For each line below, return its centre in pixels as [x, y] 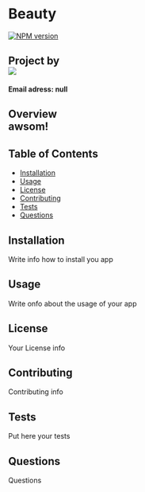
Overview [33, 114]
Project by [34, 61]
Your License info [37, 348]
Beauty [32, 14]
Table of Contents [53, 153]
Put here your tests [39, 436]
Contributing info [36, 392]
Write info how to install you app [61, 259]
